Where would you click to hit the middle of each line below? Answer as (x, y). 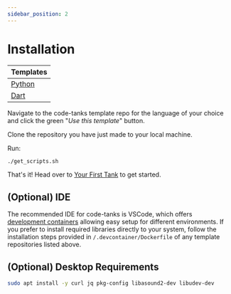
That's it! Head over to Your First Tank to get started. (84, 174)
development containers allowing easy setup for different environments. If (116, 222)
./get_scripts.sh (33, 161)
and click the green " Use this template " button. (76, 120)
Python (23, 84)
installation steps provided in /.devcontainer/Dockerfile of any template (114, 237)
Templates (29, 72)
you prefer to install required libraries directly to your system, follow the (112, 229)
